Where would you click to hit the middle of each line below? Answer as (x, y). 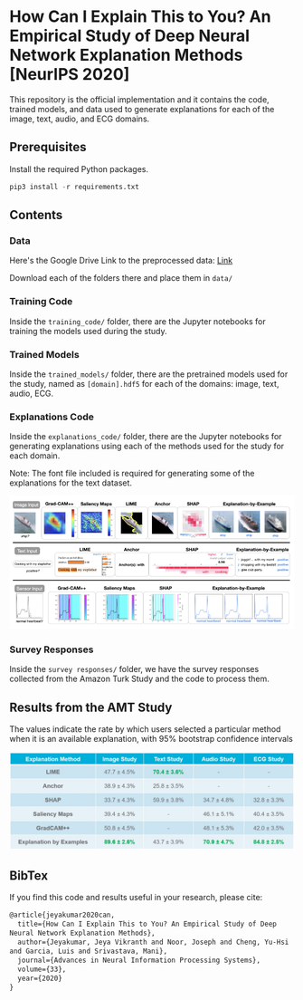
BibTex (28, 875)
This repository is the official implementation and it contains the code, (139, 99)
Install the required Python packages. (79, 168)
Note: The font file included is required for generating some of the (132, 474)
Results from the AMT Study (91, 707)
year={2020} (40, 979)
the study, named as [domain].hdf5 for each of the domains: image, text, (144, 383)
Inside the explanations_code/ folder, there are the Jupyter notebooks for (146, 437)
